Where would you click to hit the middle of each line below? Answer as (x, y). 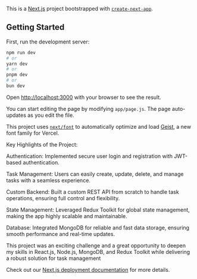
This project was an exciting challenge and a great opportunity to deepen (96, 245)
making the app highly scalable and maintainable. (67, 216)
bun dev (16, 86)
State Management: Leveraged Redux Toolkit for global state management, (98, 210)
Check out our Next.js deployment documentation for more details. (88, 269)
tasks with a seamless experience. (49, 180)
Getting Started (35, 27)
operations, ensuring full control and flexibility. (63, 198)
